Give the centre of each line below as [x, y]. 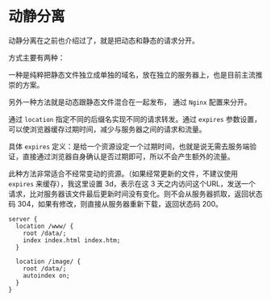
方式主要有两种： [37, 57]
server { [23, 219]
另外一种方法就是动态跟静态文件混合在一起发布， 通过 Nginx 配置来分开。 [130, 102]
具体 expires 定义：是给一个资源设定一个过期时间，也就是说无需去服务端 [129, 146]
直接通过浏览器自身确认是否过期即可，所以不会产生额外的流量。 [128, 156]
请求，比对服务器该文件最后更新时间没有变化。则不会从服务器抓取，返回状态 [135, 194]
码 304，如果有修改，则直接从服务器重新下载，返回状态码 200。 [116, 203]
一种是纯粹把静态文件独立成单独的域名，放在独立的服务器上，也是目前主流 [132, 74]
